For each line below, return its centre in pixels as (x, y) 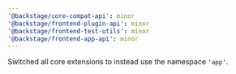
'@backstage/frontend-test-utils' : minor (79, 31)
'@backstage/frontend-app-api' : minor (73, 39)
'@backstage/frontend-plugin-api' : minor (79, 24)
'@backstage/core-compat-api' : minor (71, 16)
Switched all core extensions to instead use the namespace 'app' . (118, 62)
